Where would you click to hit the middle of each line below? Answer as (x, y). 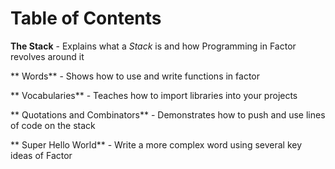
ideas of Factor (41, 155)
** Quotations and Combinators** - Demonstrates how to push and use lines (168, 114)
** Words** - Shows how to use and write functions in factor (135, 76)
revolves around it (47, 56)
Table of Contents (86, 18)
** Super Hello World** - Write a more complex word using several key (156, 144)
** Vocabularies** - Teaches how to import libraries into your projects (154, 95)
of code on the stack (53, 125)
